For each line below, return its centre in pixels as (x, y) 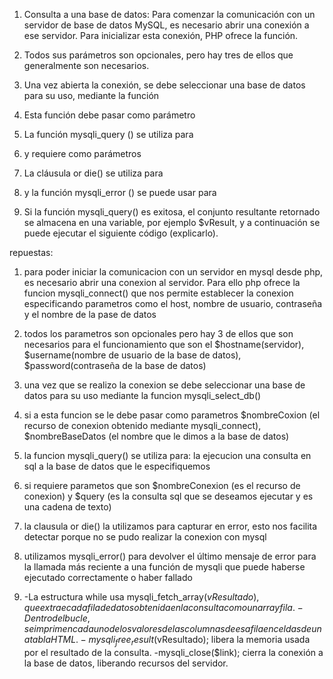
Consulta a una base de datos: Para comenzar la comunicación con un (169, 14)
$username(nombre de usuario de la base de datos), (132, 355)
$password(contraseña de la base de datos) (115, 365)
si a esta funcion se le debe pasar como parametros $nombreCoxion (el (172, 415)
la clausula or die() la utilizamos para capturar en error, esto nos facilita (170, 526)
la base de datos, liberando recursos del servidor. (126, 663)
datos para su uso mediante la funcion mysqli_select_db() (142, 395)
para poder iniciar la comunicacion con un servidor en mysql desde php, (173, 272)
